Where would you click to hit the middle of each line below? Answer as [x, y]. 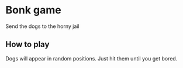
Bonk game [34, 10]
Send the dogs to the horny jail [42, 26]
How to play [27, 44]
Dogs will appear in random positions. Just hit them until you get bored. [91, 58]
